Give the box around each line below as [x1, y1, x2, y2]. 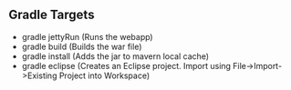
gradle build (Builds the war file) [21, 41, 142, 52]
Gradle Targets [8, 7, 95, 23]
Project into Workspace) [58, 70, 151, 81]
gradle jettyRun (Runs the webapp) [21, 31, 153, 42]
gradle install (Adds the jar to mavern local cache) [21, 50, 210, 62]
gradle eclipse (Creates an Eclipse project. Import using [21, 60, 232, 71]
